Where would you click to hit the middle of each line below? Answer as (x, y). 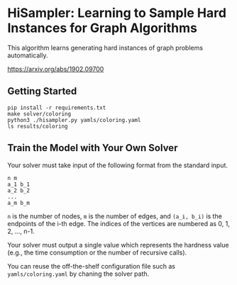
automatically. (28, 55)
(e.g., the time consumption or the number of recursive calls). (97, 252)
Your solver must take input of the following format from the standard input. (118, 165)
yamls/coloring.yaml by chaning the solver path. (78, 274)
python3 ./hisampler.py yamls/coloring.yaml (74, 120)
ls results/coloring (38, 126)
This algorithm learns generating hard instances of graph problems (105, 47)
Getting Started (42, 91)
